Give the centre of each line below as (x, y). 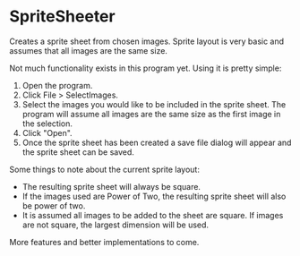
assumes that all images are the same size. (89, 50)
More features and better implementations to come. (104, 242)
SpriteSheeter (62, 17)
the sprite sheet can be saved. (78, 152)
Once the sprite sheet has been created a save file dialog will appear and (157, 142)
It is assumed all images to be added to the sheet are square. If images (153, 215)
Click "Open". (47, 132)
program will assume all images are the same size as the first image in (151, 114)
